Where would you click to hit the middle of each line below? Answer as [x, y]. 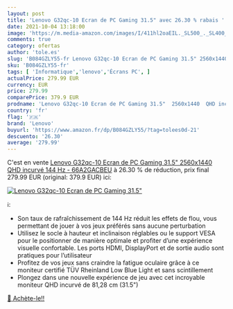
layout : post [26, 14]
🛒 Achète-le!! [26, 299]
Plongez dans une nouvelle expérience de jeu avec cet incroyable [111, 278]
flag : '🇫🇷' [24, 117]
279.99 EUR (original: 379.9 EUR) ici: [60, 177]
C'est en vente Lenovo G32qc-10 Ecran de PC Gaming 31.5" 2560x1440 [110, 162]
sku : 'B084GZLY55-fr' [38, 65]
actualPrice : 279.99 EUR [43, 78]
